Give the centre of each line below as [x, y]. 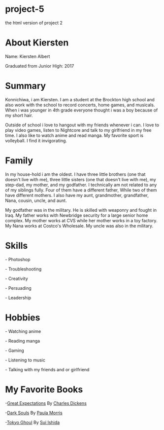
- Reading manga [23, 341]
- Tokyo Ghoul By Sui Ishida [33, 422]
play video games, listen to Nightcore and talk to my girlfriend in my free [78, 130]
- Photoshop [18, 259]
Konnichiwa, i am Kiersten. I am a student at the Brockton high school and [80, 99]
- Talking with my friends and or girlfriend [47, 369]
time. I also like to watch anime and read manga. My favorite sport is [74, 135]
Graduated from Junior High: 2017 [40, 66]
